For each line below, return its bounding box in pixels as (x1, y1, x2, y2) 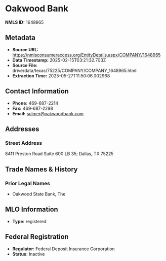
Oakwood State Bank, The (12, 191, 66, 197)
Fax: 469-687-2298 (12, 105, 53, 111)
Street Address (5, 139, 42, 146)
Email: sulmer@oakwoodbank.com (12, 110, 84, 116)
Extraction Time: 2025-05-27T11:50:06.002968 (12, 72, 110, 79)
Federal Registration (5, 232, 69, 241)
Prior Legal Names (5, 180, 50, 187)
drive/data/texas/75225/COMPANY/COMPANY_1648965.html (12, 67, 137, 73)
